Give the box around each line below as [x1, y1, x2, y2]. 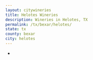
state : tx [5, 27, 27, 32]
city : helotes [5, 36, 36, 42]
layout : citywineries [5, 7, 52, 13]
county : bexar [5, 31, 36, 36]
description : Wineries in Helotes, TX [5, 17, 88, 22]
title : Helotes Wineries [5, 12, 58, 17]
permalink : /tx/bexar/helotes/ [5, 22, 72, 27]
